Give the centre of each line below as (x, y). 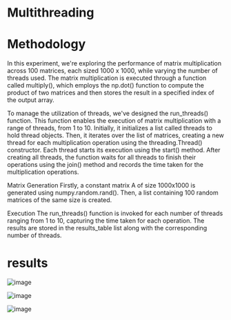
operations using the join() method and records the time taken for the (105, 165)
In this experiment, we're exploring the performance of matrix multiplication (114, 63)
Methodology (47, 44)
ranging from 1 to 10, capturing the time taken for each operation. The (106, 221)
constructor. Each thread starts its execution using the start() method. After (114, 150)
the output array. (31, 100)
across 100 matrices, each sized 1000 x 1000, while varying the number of (113, 71)
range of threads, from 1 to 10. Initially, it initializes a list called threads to (110, 128)
